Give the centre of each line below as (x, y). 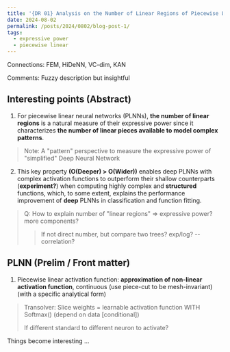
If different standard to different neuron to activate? (96, 327)
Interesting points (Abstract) (69, 99)
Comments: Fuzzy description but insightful (68, 78)
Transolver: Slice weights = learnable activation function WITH (112, 307)
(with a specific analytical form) (62, 294)
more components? (51, 221)
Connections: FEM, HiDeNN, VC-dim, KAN (67, 65)
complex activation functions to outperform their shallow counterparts (116, 178)
